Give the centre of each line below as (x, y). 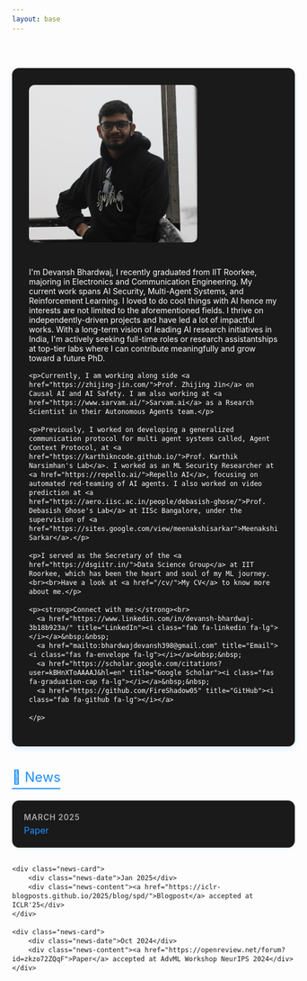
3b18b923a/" (51, 627)
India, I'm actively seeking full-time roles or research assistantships (153, 338)
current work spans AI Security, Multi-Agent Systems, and (136, 291)
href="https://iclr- (183, 886)
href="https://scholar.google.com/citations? (136, 663)
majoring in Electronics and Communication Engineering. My (140, 281)
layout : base (36, 19)
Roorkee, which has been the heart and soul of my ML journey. (149, 573)
